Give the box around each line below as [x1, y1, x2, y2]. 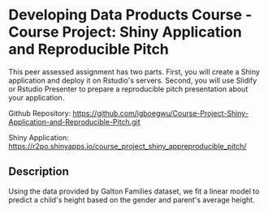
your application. [8, 92, 65, 102]
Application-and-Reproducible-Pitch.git [8, 117, 140, 126]
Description [8, 164, 69, 179]
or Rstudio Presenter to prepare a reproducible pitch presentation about [8, 83, 249, 94]
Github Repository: [8, 108, 71, 118]
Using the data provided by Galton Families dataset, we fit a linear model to [8, 186, 260, 196]
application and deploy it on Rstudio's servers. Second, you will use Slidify [8, 75, 257, 85]
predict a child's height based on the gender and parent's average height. [8, 194, 255, 204]
